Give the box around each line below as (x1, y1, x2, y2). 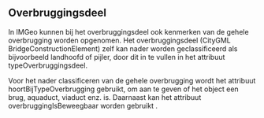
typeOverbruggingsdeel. (8, 61, 88, 70)
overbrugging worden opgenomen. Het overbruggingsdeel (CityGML (8, 35, 231, 45)
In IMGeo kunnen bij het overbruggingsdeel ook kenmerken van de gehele (8, 27, 250, 36)
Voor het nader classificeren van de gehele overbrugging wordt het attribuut (8, 76, 256, 85)
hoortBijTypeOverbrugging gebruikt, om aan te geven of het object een (8, 84, 239, 94)
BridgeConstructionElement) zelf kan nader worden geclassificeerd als (8, 43, 238, 53)
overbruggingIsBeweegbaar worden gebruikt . (8, 101, 158, 110)
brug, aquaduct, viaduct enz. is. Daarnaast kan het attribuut (8, 92, 202, 101)
